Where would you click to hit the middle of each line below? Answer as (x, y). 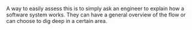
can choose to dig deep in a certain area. (57, 21)
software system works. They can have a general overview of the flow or (96, 15)
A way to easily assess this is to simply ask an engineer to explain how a (95, 9)
